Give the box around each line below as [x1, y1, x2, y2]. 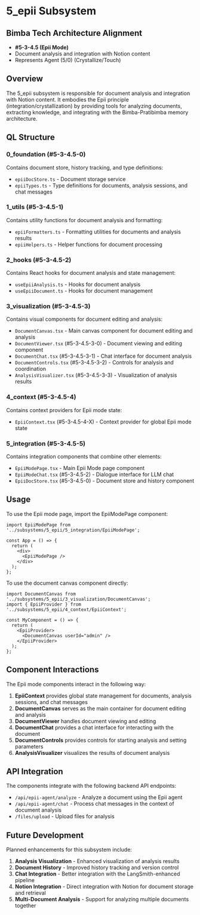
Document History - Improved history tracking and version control [14, 864, 179, 871]
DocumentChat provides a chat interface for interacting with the [14, 724, 174, 731]
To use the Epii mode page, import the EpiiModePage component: [6, 510, 168, 517]
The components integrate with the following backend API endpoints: [6, 782, 177, 790]
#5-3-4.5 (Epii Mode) [14, 44, 69, 51]
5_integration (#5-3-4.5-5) [6, 439, 85, 447]
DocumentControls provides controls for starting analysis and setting [14, 736, 187, 744]
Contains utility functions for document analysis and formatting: [6, 216, 163, 223]
